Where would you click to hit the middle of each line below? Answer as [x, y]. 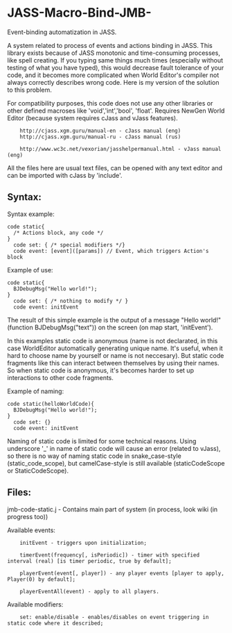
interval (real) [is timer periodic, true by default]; [89, 561]
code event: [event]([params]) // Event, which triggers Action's [111, 251]
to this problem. [29, 90]
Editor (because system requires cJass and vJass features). [92, 118]
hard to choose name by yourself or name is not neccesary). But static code [116, 355]
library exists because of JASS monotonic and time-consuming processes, [114, 53]
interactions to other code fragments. [61, 377]
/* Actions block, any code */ [59, 233]
